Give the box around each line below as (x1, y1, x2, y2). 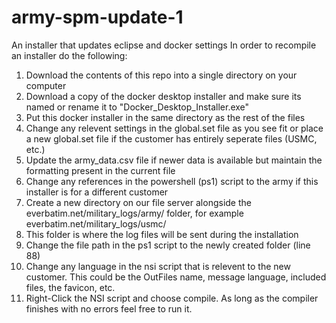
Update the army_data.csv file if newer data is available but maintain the (25, 154, 323, 166)
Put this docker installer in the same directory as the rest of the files (25, 111, 306, 123)
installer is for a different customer (25, 186, 169, 198)
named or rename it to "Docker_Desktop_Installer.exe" (25, 101, 250, 113)
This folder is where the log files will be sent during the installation (25, 228, 299, 240)
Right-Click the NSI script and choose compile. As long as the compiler (25, 292, 319, 304)
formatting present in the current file (25, 164, 176, 176)
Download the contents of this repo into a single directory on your (25, 69, 298, 81)
